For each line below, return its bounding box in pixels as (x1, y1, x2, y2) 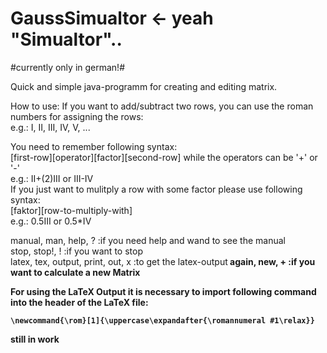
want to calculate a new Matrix (10, 266, 141, 278)
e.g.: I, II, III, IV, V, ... (10, 121, 91, 133)
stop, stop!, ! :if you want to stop (10, 245, 143, 257)
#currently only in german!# (10, 61, 126, 73)
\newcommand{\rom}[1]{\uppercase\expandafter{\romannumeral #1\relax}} (10, 315, 315, 326)
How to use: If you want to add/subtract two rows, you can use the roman (10, 100, 314, 112)
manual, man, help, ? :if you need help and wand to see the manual (10, 234, 286, 246)
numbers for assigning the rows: (10, 110, 144, 122)
